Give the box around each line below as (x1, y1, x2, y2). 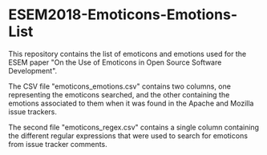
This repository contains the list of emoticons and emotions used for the (8, 49, 247, 58)
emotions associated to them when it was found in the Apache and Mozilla (8, 98, 254, 108)
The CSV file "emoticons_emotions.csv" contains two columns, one (8, 81, 231, 91)
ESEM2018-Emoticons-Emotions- (8, 6, 238, 24)
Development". (8, 66, 58, 75)
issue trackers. (8, 106, 58, 117)
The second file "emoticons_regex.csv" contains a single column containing (8, 122, 259, 132)
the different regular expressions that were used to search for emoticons (8, 130, 249, 141)
